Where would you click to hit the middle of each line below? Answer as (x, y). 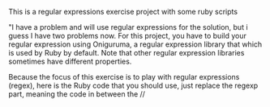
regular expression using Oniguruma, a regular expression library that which (135, 44)
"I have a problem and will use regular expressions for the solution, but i (129, 27)
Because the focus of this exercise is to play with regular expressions (124, 77)
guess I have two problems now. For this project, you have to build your (128, 36)
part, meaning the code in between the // (77, 94)
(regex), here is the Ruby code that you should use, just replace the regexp (133, 85)
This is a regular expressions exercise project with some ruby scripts (123, 12)
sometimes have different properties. (70, 61)
